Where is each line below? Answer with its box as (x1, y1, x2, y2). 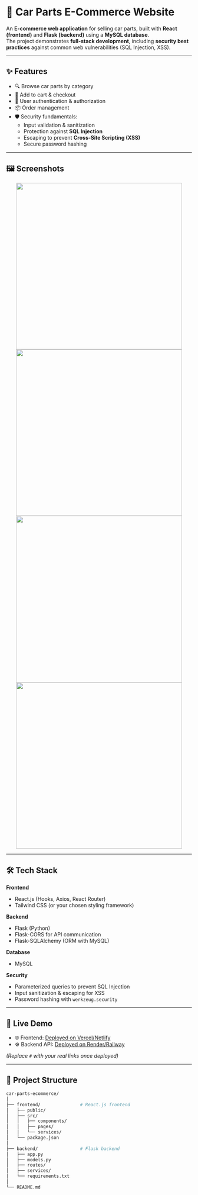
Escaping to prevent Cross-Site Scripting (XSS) (23, 134, 140, 141)
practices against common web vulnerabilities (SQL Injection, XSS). (6, 44, 171, 51)
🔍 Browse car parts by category (14, 82, 94, 89)
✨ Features (6, 66, 48, 76)
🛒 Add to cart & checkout (14, 91, 76, 98)
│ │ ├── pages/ (6, 1124, 54, 1130)
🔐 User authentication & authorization (14, 97, 106, 104)
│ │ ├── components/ (6, 1118, 67, 1124)
